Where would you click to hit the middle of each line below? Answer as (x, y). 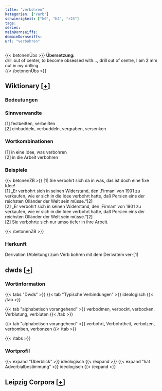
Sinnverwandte (24, 113)
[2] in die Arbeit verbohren (32, 157)
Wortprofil (18, 351)
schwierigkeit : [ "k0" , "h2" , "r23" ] (42, 19)
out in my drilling (22, 65)
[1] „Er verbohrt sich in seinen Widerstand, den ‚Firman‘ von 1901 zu (72, 191)
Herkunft (16, 244)
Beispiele (16, 170)
